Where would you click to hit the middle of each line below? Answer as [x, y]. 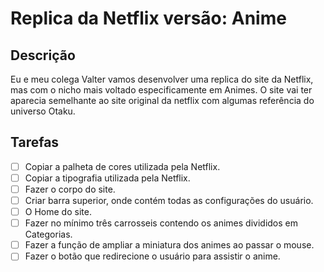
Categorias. [48, 234]
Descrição [43, 55]
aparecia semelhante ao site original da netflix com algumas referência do [162, 100]
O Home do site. [58, 212]
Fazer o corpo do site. [70, 189]
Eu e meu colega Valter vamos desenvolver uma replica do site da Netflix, [162, 79]
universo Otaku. [43, 111]
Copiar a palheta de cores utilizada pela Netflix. [122, 166]
